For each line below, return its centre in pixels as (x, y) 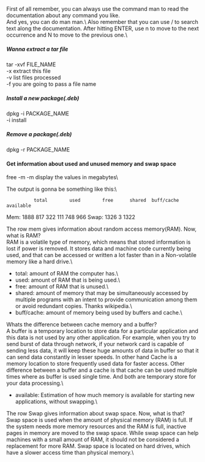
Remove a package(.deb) (39, 134)
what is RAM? (24, 236)
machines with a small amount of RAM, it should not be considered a (93, 440)
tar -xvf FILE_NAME (31, 64)
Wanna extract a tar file (37, 49)
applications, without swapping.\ (56, 402)
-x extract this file (28, 71)
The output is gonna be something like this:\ (62, 189)
